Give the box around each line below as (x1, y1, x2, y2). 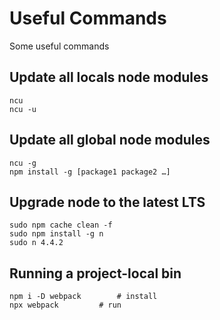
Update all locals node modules (9, 69, 209, 86)
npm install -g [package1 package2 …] (9, 167, 171, 177)
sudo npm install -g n (9, 229, 104, 239)
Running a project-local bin (9, 265, 182, 282)
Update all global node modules (9, 132, 211, 149)
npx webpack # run (9, 300, 122, 311)
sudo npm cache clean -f (9, 220, 113, 231)
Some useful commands (9, 40, 110, 52)
